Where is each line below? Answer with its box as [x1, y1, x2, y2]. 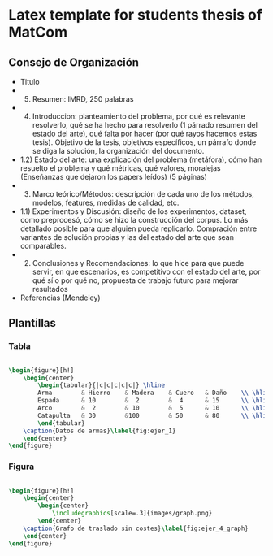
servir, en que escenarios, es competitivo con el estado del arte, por [32, 267, 262, 276]
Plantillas [8, 316, 57, 330]
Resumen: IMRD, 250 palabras [32, 94, 134, 103]
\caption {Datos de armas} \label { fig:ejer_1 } [23, 427, 176, 435]
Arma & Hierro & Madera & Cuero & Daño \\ [37, 389, 249, 397]
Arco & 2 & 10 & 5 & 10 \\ [37, 404, 249, 412]
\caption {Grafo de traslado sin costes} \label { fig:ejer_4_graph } [23, 524, 249, 532]
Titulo [19, 77, 40, 86]
